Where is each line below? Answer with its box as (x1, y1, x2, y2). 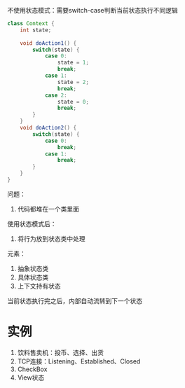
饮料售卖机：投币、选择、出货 (17, 348, 104, 356)
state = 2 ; (57, 78, 90, 85)
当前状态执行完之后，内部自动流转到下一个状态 (7, 296, 142, 305)
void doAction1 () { (20, 39, 77, 47)
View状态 (17, 373, 45, 382)
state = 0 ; (57, 98, 90, 105)
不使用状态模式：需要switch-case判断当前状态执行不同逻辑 (7, 6, 178, 14)
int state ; (20, 27, 52, 34)
